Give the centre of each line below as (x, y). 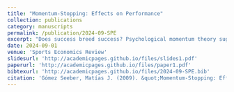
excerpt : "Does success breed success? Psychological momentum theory (112, 39)
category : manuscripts (40, 26)
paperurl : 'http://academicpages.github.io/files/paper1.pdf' (99, 65)
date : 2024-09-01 (32, 46)
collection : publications (45, 20)
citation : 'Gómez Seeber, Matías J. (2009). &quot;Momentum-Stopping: (112, 78)
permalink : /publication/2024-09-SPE (62, 33)
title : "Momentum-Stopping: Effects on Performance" (85, 13)
